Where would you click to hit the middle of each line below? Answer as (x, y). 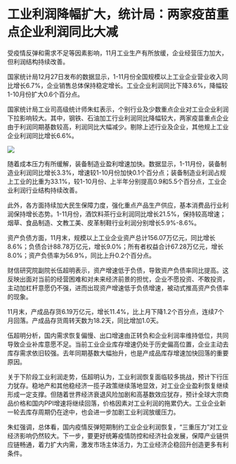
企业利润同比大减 (69, 32)
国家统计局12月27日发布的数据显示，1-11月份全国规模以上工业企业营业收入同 (118, 76)
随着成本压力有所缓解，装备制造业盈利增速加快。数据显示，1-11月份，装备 (114, 163)
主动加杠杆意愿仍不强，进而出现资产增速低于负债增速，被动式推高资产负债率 (118, 288)
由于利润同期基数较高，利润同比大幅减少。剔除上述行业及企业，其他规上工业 (118, 127)
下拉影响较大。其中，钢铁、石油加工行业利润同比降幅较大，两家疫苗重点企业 (118, 118)
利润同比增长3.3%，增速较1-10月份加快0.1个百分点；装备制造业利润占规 (123, 173)
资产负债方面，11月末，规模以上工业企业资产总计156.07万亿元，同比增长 (111, 237)
